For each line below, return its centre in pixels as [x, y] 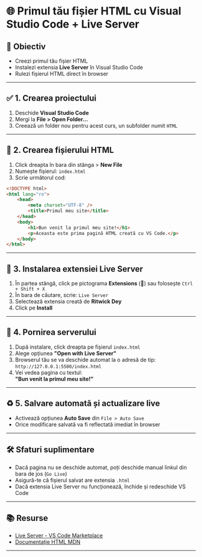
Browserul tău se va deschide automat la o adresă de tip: [85, 359]
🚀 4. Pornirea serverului [51, 332]
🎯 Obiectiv [26, 46]
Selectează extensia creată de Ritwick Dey [68, 302]
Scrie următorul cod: [40, 177]
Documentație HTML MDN [48, 542]
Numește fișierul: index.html [50, 171]
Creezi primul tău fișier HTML [51, 61]
